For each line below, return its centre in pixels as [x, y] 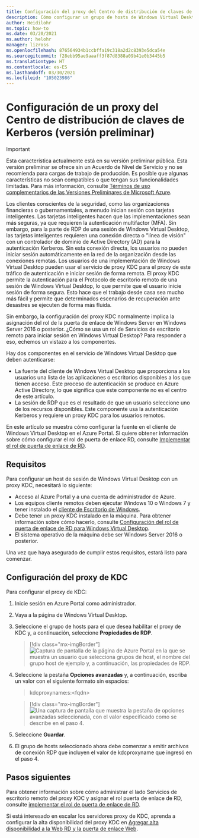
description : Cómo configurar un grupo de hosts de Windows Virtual [92, 17]
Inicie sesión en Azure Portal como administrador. [75, 603]
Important [18, 149]
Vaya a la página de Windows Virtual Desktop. [71, 615]
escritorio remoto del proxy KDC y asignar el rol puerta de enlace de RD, [94, 798]
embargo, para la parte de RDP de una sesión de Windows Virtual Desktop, [98, 229]
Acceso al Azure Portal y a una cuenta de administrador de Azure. [95, 497]
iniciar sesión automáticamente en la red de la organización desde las [91, 255]
